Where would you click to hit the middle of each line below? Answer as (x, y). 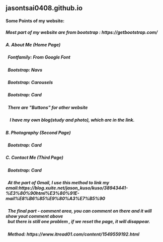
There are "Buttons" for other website (48, 107)
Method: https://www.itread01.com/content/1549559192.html (74, 234)
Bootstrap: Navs (25, 70)
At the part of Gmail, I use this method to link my (59, 183)
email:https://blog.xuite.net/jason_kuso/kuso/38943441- (67, 188)
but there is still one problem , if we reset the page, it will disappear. (79, 222)
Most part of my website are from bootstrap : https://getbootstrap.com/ (82, 32)
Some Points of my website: (35, 21)
